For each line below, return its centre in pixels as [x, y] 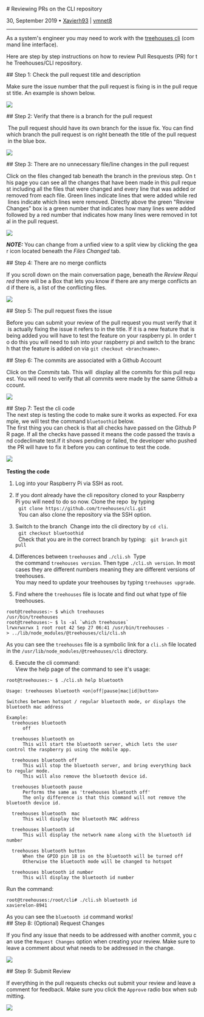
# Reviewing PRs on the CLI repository [54, 9]
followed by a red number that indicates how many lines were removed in [98, 215]
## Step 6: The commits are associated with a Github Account [84, 360]
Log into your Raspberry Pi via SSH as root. [69, 483]
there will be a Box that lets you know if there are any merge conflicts [103, 281]
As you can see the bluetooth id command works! [70, 917]
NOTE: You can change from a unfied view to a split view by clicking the [97, 244]
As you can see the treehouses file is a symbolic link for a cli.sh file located [101, 644]
